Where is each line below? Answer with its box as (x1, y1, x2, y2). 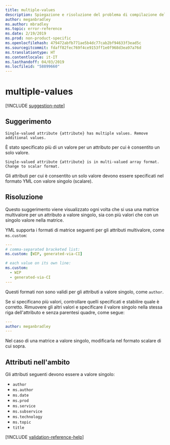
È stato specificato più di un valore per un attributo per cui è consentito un (5, 144, 160, 150)
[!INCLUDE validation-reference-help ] (5, 434, 84, 440)
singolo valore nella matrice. (5, 217, 64, 223)
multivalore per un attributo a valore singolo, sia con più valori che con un (5, 212, 158, 218)
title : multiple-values (5, 7, 56, 13)
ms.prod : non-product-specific (5, 36, 71, 41)
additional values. (5, 135, 47, 140)
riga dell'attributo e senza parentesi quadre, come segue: (5, 309, 125, 315)
